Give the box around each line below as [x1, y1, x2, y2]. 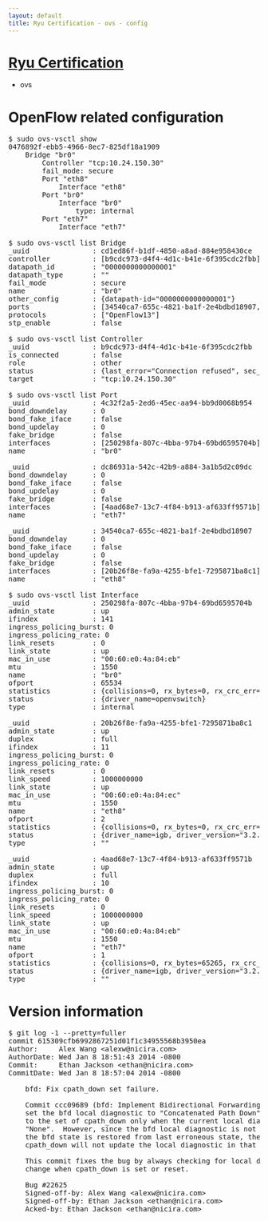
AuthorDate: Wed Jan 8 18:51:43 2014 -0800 [8, 1053, 181, 1062]
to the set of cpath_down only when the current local [25, 1117, 245, 1126]
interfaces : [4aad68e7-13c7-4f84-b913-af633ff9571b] [8, 502, 261, 512]
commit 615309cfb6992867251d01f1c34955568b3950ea [8, 1037, 207, 1046]
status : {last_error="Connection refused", [8, 366, 240, 376]
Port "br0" [41, 190, 85, 200]
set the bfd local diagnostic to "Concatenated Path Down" [25, 1109, 261, 1118]
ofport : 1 [8, 951, 105, 960]
